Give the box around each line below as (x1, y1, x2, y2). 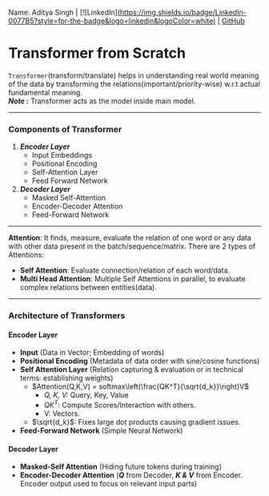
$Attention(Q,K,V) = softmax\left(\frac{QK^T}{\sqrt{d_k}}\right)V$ (31, 381, 250, 392)
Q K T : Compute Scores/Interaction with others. (43, 399, 196, 410)
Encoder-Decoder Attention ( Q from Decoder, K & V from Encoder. (19, 470, 243, 480)
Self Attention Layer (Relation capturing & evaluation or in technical (19, 365, 244, 374)
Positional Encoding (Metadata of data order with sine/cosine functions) (19, 357, 260, 366)
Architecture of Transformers (8, 310, 126, 321)
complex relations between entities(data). (19, 283, 158, 292)
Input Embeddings (31, 151, 93, 160)
